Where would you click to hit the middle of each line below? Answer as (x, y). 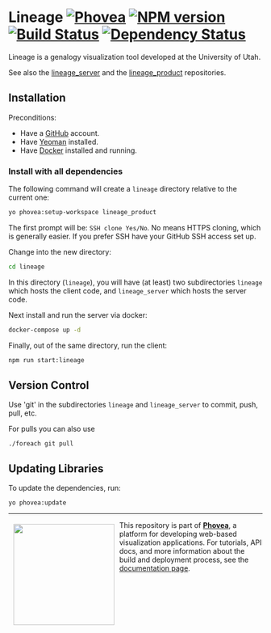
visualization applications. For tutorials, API (191, 542)
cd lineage (27, 267)
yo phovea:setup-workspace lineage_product (83, 213)
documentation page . (155, 568)
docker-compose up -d (45, 330)
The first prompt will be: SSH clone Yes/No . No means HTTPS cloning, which (135, 227)
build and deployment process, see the (184, 560)
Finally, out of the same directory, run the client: (88, 345)
